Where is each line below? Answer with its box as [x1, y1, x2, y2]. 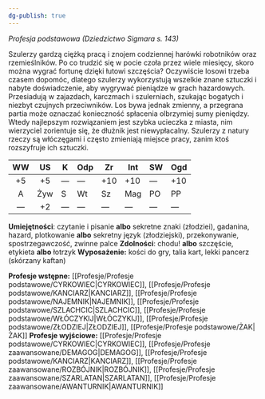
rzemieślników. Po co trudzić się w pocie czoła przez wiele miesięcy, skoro [8, 58, 254, 67]
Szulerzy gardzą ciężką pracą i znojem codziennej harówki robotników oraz [8, 49, 257, 58]
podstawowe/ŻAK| [194, 321, 255, 332]
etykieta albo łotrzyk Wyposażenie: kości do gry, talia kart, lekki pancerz [8, 247, 250, 257]
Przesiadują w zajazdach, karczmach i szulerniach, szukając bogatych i [8, 91, 243, 101]
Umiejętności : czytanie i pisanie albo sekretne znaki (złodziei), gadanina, [8, 221, 250, 231]
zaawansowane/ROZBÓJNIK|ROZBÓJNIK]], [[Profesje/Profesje [8, 365, 216, 374]
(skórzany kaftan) [8, 255, 66, 265]
